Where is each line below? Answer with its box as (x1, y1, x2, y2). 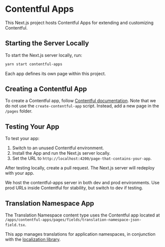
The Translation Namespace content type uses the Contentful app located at (5, 212, 160, 218)
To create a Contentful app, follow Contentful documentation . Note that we (5, 98, 156, 104)
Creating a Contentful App (5, 85, 87, 93)
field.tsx (5, 222, 26, 228)
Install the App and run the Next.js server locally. (12, 150, 111, 156)
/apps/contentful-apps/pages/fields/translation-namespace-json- (5, 218, 141, 222)
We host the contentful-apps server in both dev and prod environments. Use (5, 180, 160, 186)
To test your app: (5, 136, 40, 141)
